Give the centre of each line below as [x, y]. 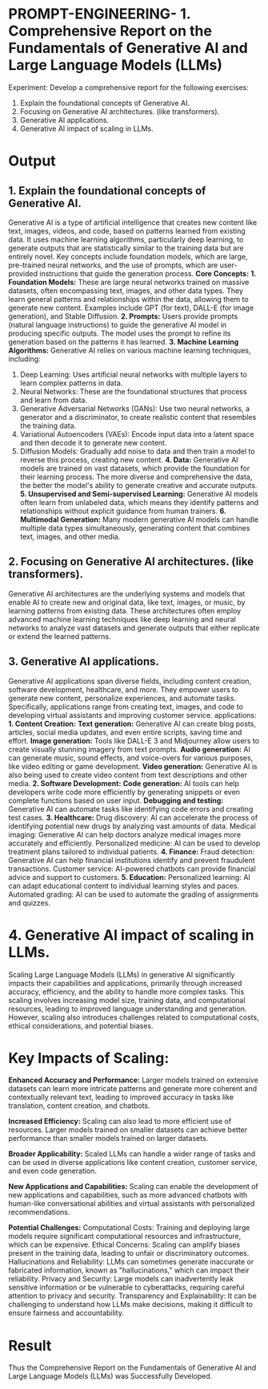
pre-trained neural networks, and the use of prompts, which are [113, 265]
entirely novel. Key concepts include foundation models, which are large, [128, 256]
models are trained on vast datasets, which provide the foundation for [135, 468]
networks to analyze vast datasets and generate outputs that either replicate [134, 628]
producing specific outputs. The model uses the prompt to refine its [120, 333]
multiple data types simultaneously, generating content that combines [135, 527]
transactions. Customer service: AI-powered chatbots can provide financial [132, 869]
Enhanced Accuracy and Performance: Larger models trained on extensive [133, 1080]
